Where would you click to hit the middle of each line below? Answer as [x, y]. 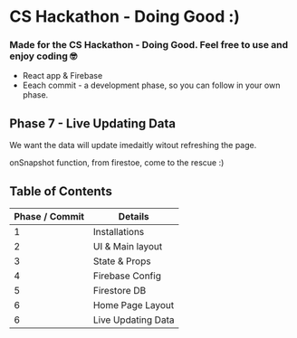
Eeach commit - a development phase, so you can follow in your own [151, 85]
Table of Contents [61, 191]
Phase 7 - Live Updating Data [93, 123]
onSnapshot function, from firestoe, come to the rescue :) [117, 163]
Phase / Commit [49, 217]
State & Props [122, 261]
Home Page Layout [134, 305]
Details [134, 217]
